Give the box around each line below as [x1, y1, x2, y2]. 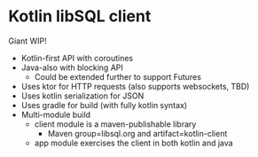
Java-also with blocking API [20, 62, 123, 73]
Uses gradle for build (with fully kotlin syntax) [20, 99, 188, 110]
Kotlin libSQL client [8, 6, 152, 27]
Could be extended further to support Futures [34, 71, 201, 82]
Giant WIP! [8, 35, 48, 46]
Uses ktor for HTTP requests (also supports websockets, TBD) [20, 81, 250, 91]
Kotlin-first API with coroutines [20, 52, 134, 63]
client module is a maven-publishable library [34, 118, 197, 130]
